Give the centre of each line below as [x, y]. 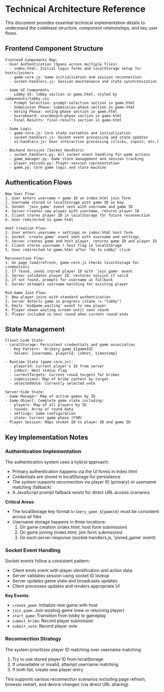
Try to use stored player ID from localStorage [58, 659]
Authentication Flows [39, 183]
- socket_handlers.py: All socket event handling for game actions [80, 154]
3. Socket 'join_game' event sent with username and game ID [69, 207]
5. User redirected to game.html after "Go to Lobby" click [68, 250]
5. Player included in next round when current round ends [67, 314]
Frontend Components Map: [31, 60]
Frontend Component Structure [54, 48]
